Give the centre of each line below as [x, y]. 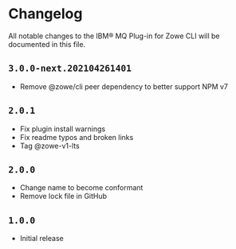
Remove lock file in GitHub [63, 196]
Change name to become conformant [81, 188]
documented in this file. [47, 44]
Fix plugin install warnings [63, 129]
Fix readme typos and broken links [77, 137]
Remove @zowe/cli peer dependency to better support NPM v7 [124, 86]
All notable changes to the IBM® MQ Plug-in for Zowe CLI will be [114, 36]
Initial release [41, 239]
